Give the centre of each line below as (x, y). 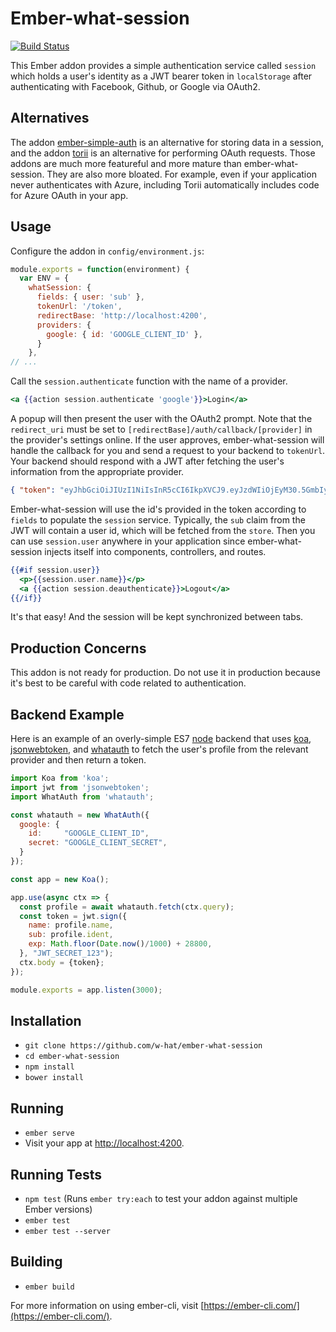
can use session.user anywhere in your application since (128, 541)
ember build (49, 1287)
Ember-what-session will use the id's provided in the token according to (158, 509)
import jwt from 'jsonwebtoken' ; (80, 787)
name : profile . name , (71, 925)
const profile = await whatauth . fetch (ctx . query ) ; (127, 907)
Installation (46, 1020)
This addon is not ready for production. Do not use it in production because (165, 673)
